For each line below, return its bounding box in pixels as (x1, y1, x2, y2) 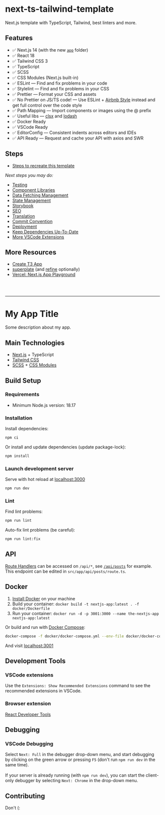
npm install (5, 453, 29, 458)
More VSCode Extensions (12, 234, 64, 240)
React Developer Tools (5, 711, 51, 717)
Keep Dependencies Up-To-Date (12, 228, 79, 234)
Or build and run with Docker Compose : (5, 624, 85, 630)
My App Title (5, 308, 59, 319)
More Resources (5, 248, 56, 256)
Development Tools (5, 657, 66, 665)
